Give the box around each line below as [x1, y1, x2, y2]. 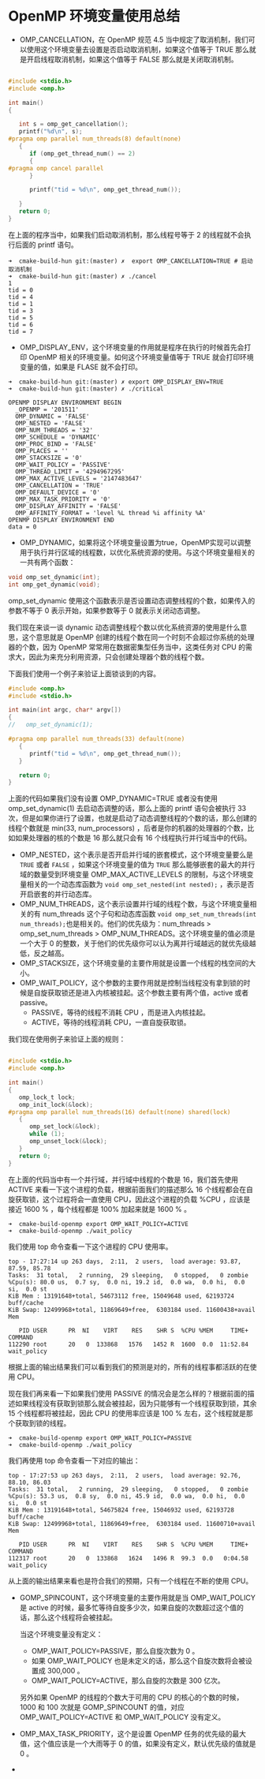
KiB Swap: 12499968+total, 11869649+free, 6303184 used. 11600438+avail [8, 1306, 256, 1314]
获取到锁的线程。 [14, 1418, 71, 1428]
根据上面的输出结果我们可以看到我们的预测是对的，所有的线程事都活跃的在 [8, 1362, 250, 1371]
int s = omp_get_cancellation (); [18, 120, 129, 129]
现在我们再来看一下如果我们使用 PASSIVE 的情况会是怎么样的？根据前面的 [8, 1388, 248, 1398]
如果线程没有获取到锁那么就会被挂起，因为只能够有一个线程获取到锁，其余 [14, 1398, 257, 1408]
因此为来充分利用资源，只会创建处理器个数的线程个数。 [28, 652, 209, 661]
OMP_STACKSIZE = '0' [15, 454, 83, 462]
